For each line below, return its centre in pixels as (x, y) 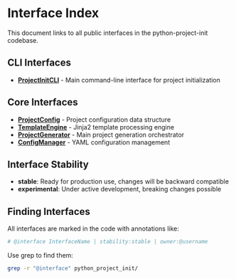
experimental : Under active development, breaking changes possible (119, 189)
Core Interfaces (43, 102)
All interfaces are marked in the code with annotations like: (93, 228)
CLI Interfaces (39, 63)
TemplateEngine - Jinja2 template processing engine (96, 127)
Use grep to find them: (40, 256)
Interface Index (53, 13)
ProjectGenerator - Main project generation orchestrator (101, 135)
